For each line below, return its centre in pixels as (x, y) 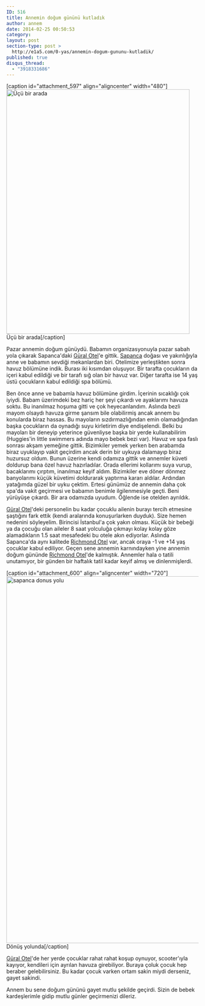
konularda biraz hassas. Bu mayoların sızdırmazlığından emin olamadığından (102, 420)
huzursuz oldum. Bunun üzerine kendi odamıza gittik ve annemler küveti (97, 459)
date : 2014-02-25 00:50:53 (41, 29)
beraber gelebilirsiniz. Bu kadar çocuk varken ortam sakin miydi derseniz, (99, 971)
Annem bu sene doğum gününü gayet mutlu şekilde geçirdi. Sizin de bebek (101, 990)
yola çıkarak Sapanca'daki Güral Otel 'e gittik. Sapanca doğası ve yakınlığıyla (102, 356)
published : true (27, 57)
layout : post (23, 40)
